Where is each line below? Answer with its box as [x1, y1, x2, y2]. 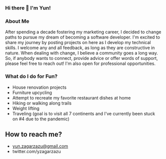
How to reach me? [5, 130, 62, 138]
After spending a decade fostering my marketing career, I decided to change [5, 29, 162, 35]
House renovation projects [12, 84, 67, 90]
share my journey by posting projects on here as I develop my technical [5, 40, 151, 46]
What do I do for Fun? [5, 73, 58, 80]
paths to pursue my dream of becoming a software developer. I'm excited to [5, 34, 160, 40]
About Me [5, 17, 30, 24]
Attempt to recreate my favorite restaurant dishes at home [12, 95, 131, 101]
